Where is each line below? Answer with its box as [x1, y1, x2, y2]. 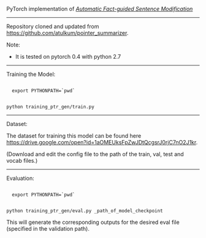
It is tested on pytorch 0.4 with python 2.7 [15, 53, 121, 60]
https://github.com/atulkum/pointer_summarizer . [6, 29, 129, 36]
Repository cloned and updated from [6, 23, 99, 30]
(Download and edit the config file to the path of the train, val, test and [6, 151, 184, 158]
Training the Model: [6, 70, 56, 78]
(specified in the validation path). [6, 225, 90, 232]
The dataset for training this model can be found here [6, 132, 142, 139]
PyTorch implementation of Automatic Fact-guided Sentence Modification [6, 6, 193, 12]
